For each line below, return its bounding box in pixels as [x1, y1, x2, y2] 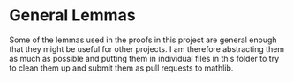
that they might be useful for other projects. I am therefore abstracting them [9, 43, 285, 54]
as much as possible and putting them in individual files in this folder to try [9, 53, 280, 63]
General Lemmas [9, 5, 136, 26]
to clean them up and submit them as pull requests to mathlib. [9, 63, 234, 73]
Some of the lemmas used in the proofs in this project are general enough [9, 34, 277, 45]
